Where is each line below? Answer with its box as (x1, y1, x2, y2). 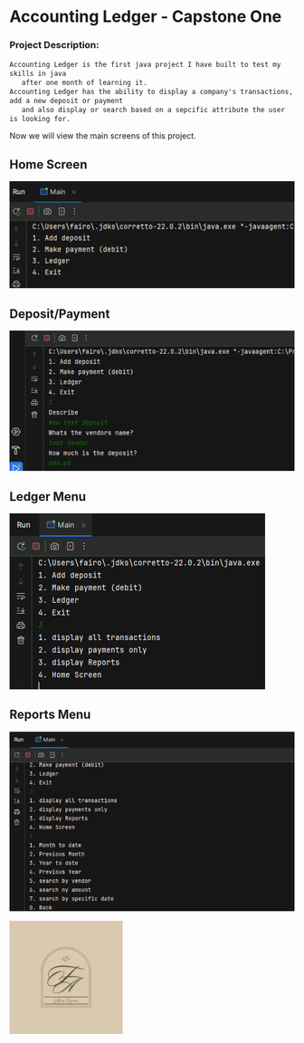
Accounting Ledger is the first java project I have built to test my (9, 61, 281, 70)
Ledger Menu (9, 489, 87, 504)
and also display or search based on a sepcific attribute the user (21, 106, 285, 115)
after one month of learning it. (21, 79, 147, 88)
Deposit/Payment (9, 306, 110, 321)
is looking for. (9, 115, 71, 124)
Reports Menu (9, 707, 91, 722)
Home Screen (9, 157, 88, 172)
